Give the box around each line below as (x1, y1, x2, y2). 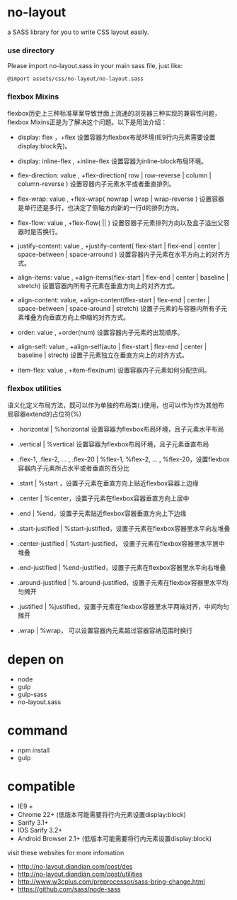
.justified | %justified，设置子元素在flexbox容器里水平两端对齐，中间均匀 (17, 602, 230, 610)
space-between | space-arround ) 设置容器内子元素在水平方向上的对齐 (17, 250, 224, 258)
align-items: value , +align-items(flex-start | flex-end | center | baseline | (17, 273, 229, 281)
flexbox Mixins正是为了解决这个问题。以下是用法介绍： (7, 118, 168, 126)
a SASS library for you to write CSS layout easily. (7, 28, 149, 36)
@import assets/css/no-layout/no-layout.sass (7, 75, 144, 82)
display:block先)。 (17, 141, 71, 150)
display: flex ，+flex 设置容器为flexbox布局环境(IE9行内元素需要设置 (17, 133, 216, 141)
